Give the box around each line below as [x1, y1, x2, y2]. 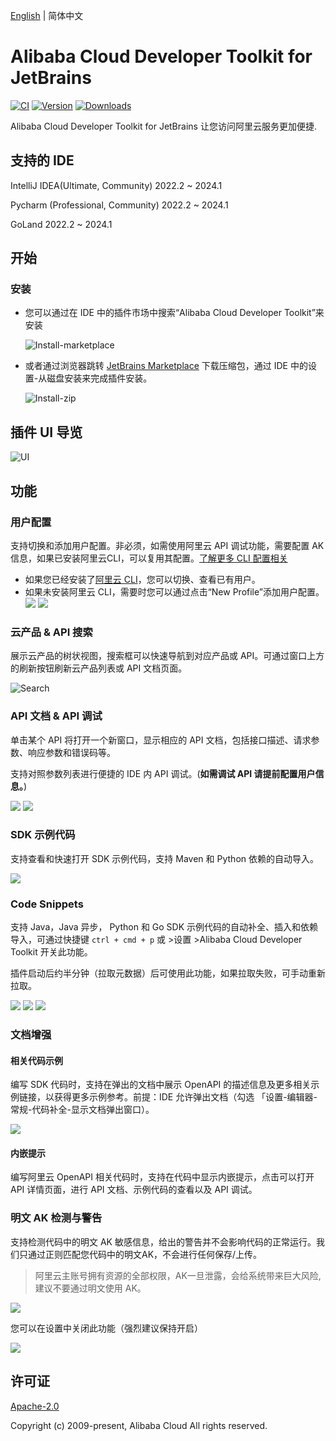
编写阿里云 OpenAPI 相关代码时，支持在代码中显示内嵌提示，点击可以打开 [10, 1171, 315, 1183]
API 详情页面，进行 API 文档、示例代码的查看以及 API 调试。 [10, 1184, 258, 1196]
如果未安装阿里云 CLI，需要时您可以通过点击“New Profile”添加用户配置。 [24, 585, 325, 598]
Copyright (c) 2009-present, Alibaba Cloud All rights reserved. [10, 1419, 268, 1431]
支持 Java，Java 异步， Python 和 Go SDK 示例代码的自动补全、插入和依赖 [10, 921, 319, 933]
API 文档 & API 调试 [10, 709, 103, 723]
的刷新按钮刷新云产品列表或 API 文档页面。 [10, 662, 188, 674]
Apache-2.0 [10, 1400, 60, 1412]
